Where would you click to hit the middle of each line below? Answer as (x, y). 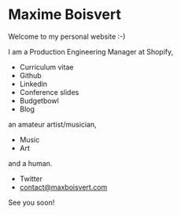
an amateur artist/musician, (52, 124)
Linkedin (33, 84)
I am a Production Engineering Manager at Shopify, (91, 51)
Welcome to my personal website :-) (67, 36)
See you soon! (31, 202)
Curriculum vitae (46, 67)
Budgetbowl (39, 100)
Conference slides (49, 92)
